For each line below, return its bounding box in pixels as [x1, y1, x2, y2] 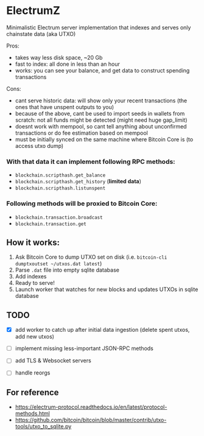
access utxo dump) [15, 142, 64, 149]
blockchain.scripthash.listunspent [15, 185, 106, 192]
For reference [6, 387, 59, 398]
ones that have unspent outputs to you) [15, 103, 114, 110]
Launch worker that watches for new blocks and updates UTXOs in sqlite [15, 286, 199, 293]
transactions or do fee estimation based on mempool [15, 129, 148, 136]
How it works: [6, 237, 60, 247]
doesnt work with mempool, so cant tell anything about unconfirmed [15, 122, 187, 130]
